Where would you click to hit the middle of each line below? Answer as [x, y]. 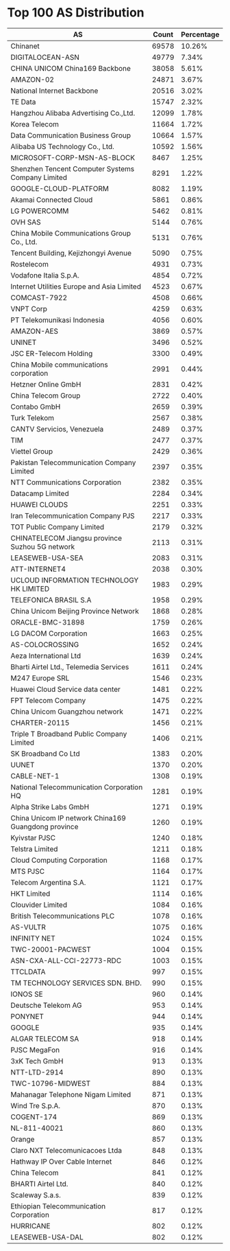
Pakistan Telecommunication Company [73, 462]
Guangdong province [44, 826]
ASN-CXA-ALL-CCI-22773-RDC [66, 960]
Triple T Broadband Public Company [69, 734]
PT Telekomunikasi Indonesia [57, 319]
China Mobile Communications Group [71, 233]
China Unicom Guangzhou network [67, 711]
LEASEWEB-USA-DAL [47, 1237]
